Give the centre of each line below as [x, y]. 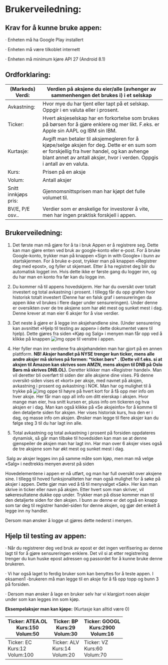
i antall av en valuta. [65, 164]
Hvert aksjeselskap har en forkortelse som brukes [101, 118]
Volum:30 [66, 634]
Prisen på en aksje [64, 172]
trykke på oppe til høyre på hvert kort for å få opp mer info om [83, 391]
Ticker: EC [20, 642]
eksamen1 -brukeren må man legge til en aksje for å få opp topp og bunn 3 [82, 579]
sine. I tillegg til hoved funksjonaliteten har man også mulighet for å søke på [83, 479]
